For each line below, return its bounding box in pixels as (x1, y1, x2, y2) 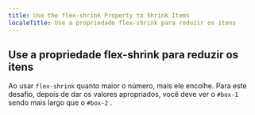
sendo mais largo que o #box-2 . (8, 98, 113, 107)
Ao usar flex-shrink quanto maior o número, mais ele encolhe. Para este (8, 81, 248, 91)
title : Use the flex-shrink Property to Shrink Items (8, 11, 191, 20)
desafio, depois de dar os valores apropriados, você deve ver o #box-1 (8, 90, 239, 99)
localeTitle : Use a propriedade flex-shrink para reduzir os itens (8, 19, 237, 27)
